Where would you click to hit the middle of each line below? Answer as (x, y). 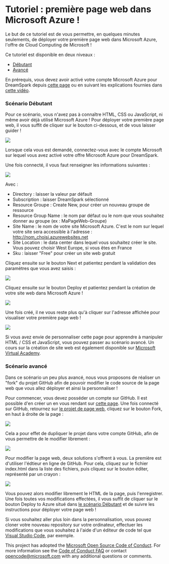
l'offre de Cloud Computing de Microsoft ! (48, 45)
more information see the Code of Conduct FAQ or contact (66, 550)
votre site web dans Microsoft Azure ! (44, 293)
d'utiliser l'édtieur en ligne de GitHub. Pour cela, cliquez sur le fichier (77, 463)
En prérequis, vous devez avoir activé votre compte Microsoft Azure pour (81, 79)
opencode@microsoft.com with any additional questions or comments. (79, 556)
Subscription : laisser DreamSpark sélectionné (61, 200)
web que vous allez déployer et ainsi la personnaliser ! (62, 388)
